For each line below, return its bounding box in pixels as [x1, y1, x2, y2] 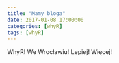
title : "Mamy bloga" [7, 10, 66, 17]
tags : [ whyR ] [7, 29, 44, 36]
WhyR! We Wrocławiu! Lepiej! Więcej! [7, 48, 113, 56]
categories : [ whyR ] [7, 23, 63, 29]
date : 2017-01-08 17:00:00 [7, 16, 84, 23]
